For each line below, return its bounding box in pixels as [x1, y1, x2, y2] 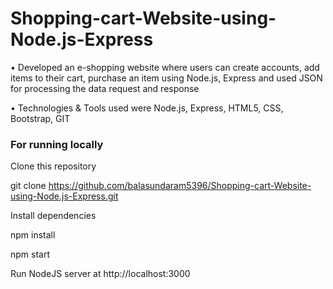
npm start [10, 248, 51, 261]
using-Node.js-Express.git [10, 190, 119, 202]
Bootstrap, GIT [10, 112, 71, 124]
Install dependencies [10, 210, 97, 222]
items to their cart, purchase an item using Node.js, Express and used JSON [10, 72, 323, 84]
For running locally [10, 137, 104, 151]
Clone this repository [10, 160, 97, 172]
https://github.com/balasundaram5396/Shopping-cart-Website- [48, 180, 312, 192]
